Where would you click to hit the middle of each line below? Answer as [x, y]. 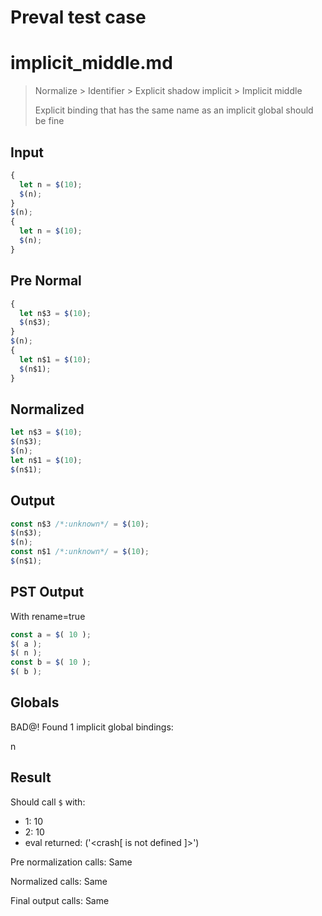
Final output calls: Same [60, 900]
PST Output [47, 592]
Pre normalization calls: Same [71, 862]
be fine [49, 121]
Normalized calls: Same [59, 881]
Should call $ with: [48, 802]
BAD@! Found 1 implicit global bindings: [92, 727]
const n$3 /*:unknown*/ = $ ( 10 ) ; [80, 524]
